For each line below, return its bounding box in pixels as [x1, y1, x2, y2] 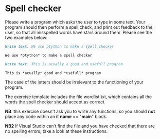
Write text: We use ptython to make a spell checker [5, 44, 114, 49]
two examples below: [5, 35, 48, 40]
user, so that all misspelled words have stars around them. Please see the [5, 29, 152, 35]
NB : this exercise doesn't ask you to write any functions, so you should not [5, 108, 155, 115]
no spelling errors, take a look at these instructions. [5, 128, 108, 134]
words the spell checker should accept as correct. [5, 99, 106, 105]
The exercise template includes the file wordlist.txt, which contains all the [5, 94, 152, 100]
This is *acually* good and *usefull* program [5, 70, 101, 76]
